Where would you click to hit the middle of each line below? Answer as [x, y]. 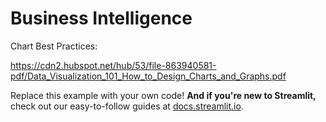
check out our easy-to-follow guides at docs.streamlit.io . [127, 106]
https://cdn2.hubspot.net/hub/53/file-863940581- [113, 65]
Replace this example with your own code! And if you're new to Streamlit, [163, 95]
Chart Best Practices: [54, 46]
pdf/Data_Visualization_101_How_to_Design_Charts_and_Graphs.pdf [148, 76]
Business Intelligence [101, 18]
